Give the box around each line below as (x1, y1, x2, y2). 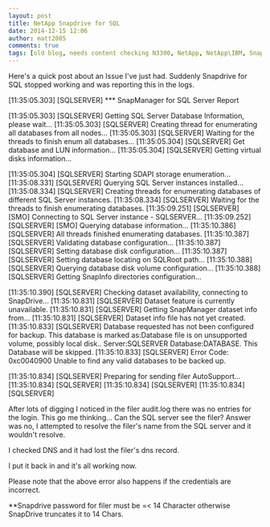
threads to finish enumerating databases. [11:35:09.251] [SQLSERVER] (8, 204, 239, 213)
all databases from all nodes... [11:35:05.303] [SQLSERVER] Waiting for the (8, 128, 255, 138)
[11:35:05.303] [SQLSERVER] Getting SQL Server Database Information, (8, 111, 245, 121)
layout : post (8, 11, 52, 20)
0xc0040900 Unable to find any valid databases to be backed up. (8, 356, 227, 365)
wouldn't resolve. (8, 430, 66, 439)
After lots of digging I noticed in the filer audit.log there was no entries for (8, 404, 252, 414)
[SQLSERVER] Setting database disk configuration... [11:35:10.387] (8, 246, 227, 256)
